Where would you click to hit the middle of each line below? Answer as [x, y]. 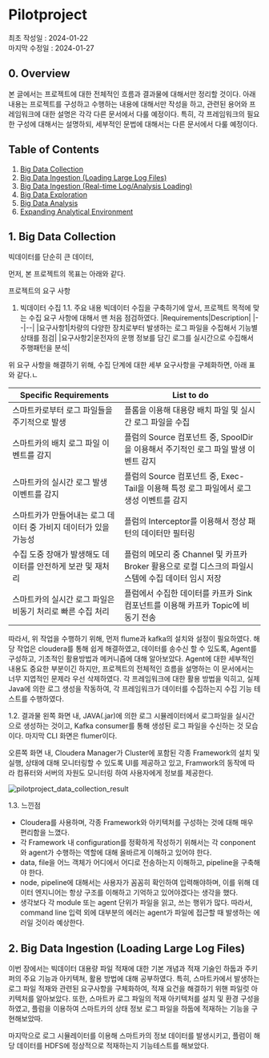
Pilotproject [48, 15]
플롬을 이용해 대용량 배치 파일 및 [181, 410]
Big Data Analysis [49, 203]
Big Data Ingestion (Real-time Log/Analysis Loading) [106, 186]
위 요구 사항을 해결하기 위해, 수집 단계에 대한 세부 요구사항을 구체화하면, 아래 [128, 365]
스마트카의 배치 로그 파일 [56, 444]
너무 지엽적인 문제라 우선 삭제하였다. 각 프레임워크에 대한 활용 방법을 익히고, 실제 [134, 679]
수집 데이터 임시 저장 [185, 578]
